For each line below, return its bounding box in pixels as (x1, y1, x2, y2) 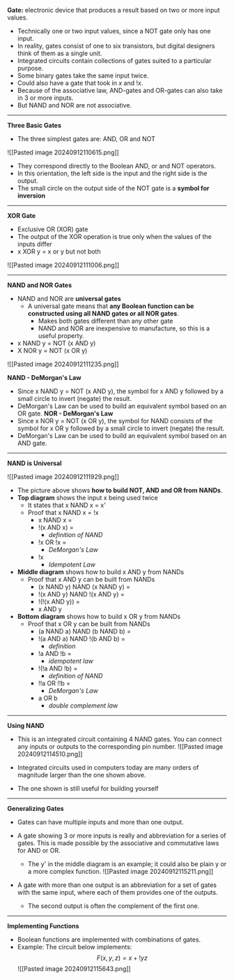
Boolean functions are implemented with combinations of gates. (17, 935, 201, 944)
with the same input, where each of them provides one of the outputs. (17, 888, 218, 896)
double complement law (48, 701, 118, 710)
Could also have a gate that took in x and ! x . (17, 79, 143, 87)
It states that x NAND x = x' (27, 501, 107, 509)
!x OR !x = (38, 538, 67, 546)
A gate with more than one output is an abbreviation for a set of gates (17, 881, 217, 889)
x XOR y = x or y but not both (17, 247, 101, 256)
